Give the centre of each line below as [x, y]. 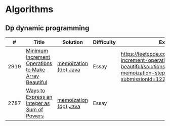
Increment [38, 57]
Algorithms [29, 9]
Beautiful [37, 82]
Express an [39, 97]
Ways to [36, 91]
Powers [35, 116]
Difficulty [104, 42]
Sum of [35, 110]
